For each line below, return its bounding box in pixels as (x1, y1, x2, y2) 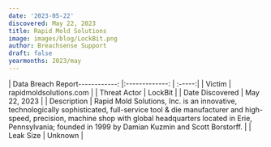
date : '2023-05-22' (8, 11, 75, 20)
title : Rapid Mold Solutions (8, 27, 107, 35)
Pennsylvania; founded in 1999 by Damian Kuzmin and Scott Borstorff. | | (8, 122, 252, 132)
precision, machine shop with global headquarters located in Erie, (32, 113, 253, 123)
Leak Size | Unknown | (8, 130, 84, 140)
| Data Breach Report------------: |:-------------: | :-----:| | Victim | (8, 78, 231, 89)
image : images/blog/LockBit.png (8, 34, 118, 43)
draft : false (8, 49, 53, 57)
